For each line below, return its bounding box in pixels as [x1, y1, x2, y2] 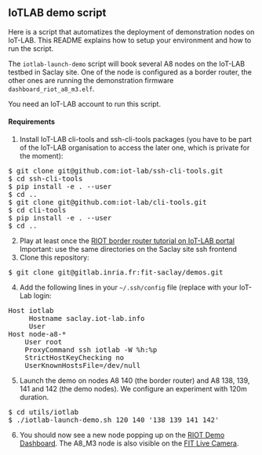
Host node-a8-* [8, 329, 67, 339]
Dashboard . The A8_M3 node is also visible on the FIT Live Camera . [19, 439, 239, 448]
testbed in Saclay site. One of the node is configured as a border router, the [8, 67, 253, 77]
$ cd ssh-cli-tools [8, 174, 83, 184]
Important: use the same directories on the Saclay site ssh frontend [19, 245, 238, 254]
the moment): [19, 151, 64, 161]
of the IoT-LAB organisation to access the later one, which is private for [19, 143, 250, 152]
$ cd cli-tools [8, 206, 67, 215]
